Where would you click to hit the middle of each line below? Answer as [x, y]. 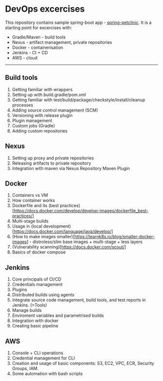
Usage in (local [27, 226]
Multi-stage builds [30, 221]
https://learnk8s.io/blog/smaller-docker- [115, 237]
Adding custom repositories [40, 131]
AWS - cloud [25, 57]
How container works [33, 200]
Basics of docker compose [39, 252]
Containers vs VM [30, 195]
